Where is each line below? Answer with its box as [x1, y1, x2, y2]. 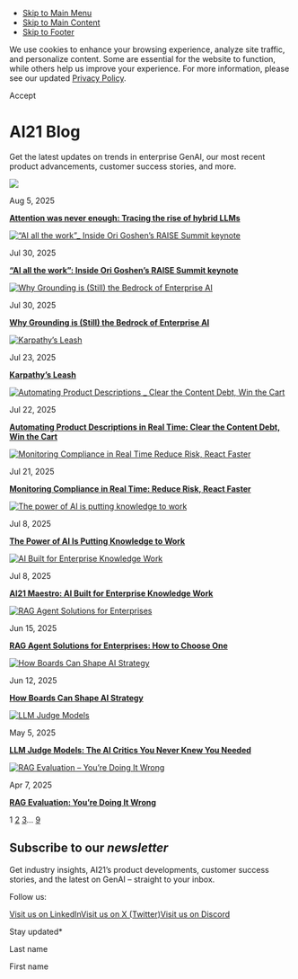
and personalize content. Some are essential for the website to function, [9, 54, 276, 64]
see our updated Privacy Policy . [9, 73, 127, 84]
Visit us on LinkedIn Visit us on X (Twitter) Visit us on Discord [9, 908, 231, 920]
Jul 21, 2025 [9, 466, 56, 476]
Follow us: [9, 891, 48, 902]
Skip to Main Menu [22, 8, 92, 18]
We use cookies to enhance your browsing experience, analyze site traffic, [9, 44, 285, 55]
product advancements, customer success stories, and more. [9, 161, 237, 172]
